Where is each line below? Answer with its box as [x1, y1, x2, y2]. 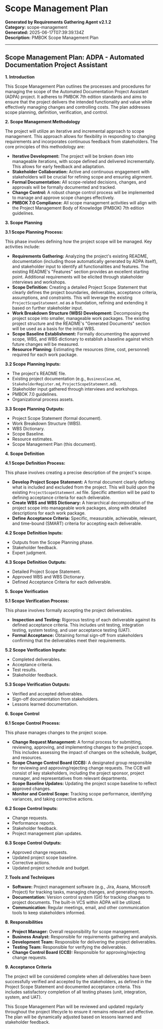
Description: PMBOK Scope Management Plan [5, 35, 98, 40]
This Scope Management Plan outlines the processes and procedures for [5, 83, 151, 89]
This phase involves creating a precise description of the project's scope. [5, 469, 152, 475]
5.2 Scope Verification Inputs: [5, 647, 67, 653]
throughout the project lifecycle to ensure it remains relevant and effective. [5, 1009, 154, 1014]
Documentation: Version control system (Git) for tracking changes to [12, 894, 150, 900]
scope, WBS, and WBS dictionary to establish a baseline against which [12, 336, 154, 342]
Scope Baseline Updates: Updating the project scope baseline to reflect [12, 780, 157, 786]
